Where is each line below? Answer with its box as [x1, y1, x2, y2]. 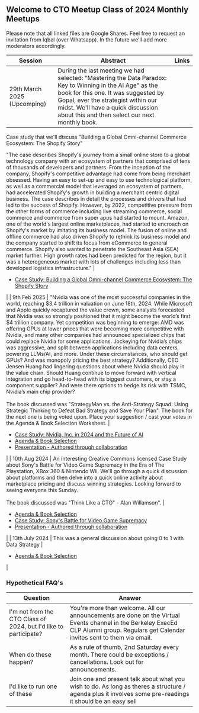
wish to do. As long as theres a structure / [69, 682, 185, 690]
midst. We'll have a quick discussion [57, 103, 158, 111]
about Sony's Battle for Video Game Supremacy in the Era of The [6, 461, 165, 468]
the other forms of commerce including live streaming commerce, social [6, 207, 182, 215]
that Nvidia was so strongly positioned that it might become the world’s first [6, 312, 191, 319]
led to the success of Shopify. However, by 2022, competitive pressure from [6, 201, 192, 208]
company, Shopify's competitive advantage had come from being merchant [6, 170, 191, 177]
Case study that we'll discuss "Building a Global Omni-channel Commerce [6, 133, 187, 140]
